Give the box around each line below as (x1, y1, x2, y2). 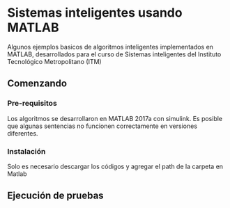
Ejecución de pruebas (7, 190, 104, 202)
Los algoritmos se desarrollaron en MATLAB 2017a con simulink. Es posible (7, 114, 223, 122)
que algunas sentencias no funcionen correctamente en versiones (7, 122, 197, 130)
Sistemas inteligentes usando (7, 5, 183, 21)
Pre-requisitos (7, 99, 57, 109)
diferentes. (7, 129, 38, 137)
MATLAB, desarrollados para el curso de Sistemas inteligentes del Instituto (7, 50, 222, 58)
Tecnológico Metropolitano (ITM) (7, 57, 102, 65)
